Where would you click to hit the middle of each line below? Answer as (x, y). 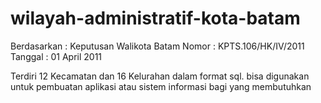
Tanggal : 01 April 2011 (56, 56)
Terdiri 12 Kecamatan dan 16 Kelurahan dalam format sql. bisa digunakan (160, 76)
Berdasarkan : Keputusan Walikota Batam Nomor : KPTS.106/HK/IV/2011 (157, 46)
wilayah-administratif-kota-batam (155, 18)
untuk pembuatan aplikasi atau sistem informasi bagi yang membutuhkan (161, 86)
